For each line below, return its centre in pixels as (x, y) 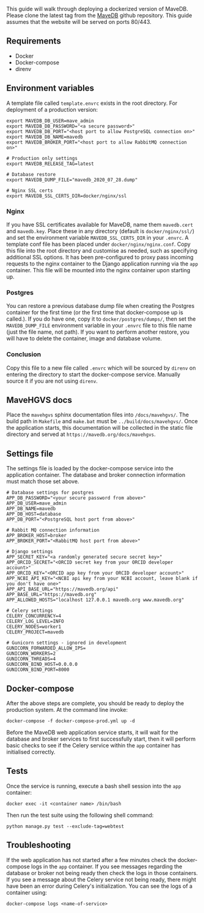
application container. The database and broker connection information (96, 475)
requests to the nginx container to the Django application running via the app (102, 264)
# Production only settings (42, 158)
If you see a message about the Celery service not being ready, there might (101, 879)
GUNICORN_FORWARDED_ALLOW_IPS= (46, 648)
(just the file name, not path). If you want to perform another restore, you (98, 332)
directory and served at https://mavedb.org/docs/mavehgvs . (81, 434)
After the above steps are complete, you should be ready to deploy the (95, 703)
